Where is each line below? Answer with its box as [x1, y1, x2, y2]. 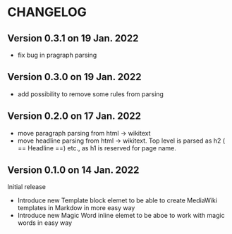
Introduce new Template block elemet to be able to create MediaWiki [17, 196, 217, 204]
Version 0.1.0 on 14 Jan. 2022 [7, 164, 140, 176]
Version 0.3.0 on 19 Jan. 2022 [7, 71, 142, 83]
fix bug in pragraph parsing [17, 51, 97, 59]
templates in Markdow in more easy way [17, 204, 135, 212]
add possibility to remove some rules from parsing [17, 89, 164, 98]
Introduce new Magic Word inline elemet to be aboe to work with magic [17, 212, 225, 220]
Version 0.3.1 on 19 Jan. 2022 [7, 32, 139, 44]
